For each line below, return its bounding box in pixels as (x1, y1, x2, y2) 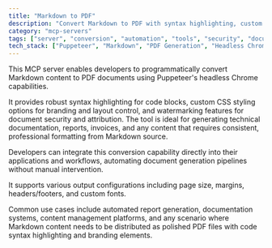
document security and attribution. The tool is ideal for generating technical (8, 114, 261, 124)
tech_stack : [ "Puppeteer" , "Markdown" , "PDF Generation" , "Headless (8, 42, 244, 50)
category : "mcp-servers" (8, 27, 92, 35)
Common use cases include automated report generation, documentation (8, 204, 253, 215)
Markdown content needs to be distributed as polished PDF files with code (8, 222, 257, 232)
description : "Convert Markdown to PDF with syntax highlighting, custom (8, 19, 263, 28)
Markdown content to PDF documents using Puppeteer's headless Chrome (8, 73, 259, 83)
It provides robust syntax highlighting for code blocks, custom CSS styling (8, 97, 256, 107)
